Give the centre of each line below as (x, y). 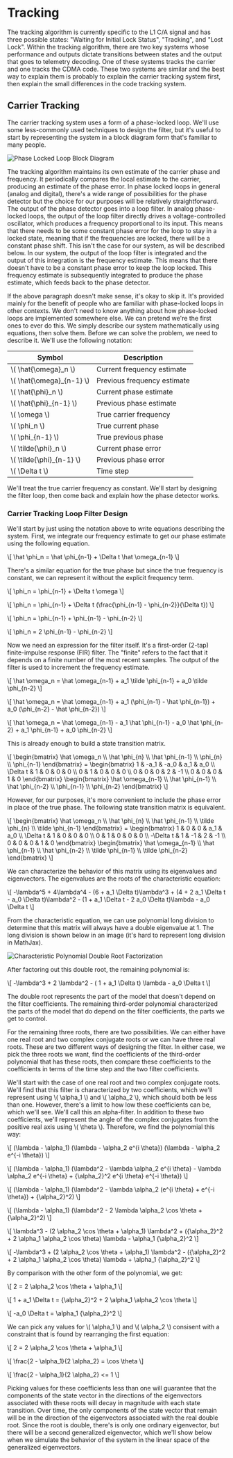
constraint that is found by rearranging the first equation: (88, 1334)
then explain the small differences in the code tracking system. (97, 83)
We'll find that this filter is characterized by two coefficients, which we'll (110, 1090)
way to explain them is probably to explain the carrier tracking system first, (114, 76)
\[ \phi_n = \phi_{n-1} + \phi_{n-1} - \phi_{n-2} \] (75, 618)
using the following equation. (49, 543)
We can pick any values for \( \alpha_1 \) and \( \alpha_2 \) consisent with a (113, 1327)
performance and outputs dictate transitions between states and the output (115, 54)
